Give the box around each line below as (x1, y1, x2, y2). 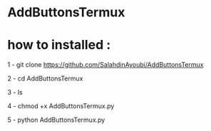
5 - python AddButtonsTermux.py (7, 115, 105, 125)
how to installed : (7, 37, 111, 53)
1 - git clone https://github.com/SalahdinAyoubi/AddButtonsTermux (7, 61, 204, 69)
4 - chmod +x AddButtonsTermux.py (7, 102, 115, 110)
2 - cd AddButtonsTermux (7, 74, 83, 83)
